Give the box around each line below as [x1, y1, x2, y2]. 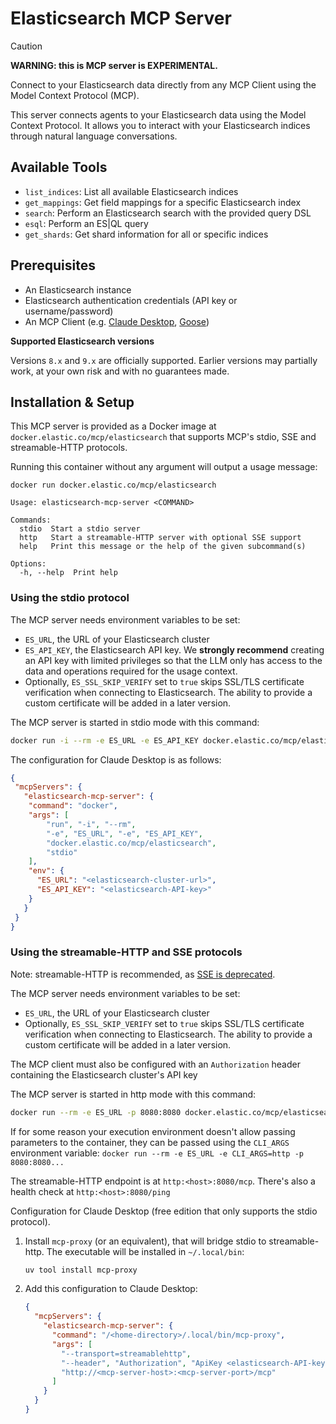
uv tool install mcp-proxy [24, 1265, 138, 1275]
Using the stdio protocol [10, 591, 130, 605]
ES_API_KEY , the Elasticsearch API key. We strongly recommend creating [24, 643, 325, 656]
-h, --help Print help [19, 568, 118, 578]
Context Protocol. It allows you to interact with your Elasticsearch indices [10, 119, 311, 131]
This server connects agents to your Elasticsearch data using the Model [10, 108, 307, 121]
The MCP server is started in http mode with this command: [10, 1088, 257, 1100]
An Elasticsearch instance [24, 283, 132, 296]
